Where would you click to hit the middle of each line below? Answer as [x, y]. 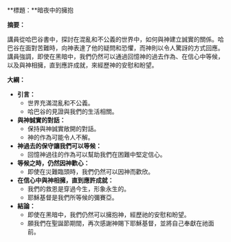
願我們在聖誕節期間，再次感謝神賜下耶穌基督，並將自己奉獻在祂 [118, 223]
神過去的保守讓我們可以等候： [59, 146]
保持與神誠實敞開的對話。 [64, 129]
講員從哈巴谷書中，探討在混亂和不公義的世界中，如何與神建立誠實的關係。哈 [115, 39]
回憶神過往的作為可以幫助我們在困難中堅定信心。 [97, 154]
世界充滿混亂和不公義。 [60, 103]
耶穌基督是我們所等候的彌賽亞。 [73, 197]
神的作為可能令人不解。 [60, 137]
